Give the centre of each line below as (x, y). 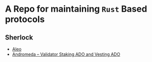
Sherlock (19, 37)
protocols (25, 19)
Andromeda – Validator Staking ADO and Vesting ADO (66, 54)
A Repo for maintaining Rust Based (76, 9)
